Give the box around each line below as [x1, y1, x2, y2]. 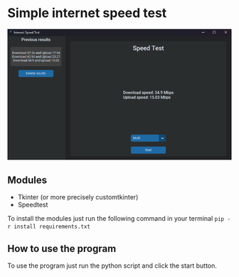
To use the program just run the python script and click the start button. [7, 261, 217, 270]
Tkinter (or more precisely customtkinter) [17, 193, 139, 202]
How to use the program [7, 242, 117, 254]
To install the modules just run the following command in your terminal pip [7, 214, 225, 223]
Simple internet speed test [7, 5, 167, 21]
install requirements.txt [14, 223, 91, 231]
